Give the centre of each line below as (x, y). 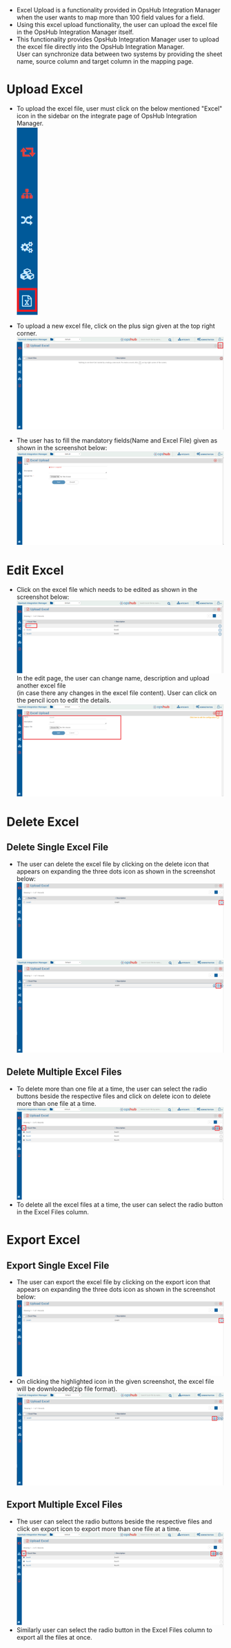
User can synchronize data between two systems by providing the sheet (119, 54)
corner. (27, 333)
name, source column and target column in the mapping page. (105, 61)
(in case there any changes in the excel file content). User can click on (117, 693)
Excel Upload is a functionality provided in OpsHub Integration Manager (118, 10)
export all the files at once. (54, 1638)
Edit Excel (35, 570)
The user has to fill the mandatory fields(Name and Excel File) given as (117, 441)
